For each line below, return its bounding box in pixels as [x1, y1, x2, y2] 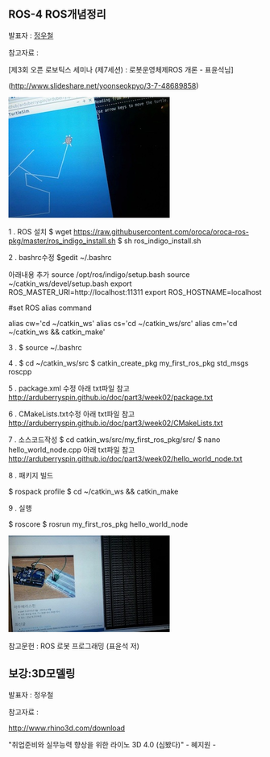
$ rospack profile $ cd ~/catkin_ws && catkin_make [8, 486, 179, 496]
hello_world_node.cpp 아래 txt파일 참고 [8, 445, 135, 454]
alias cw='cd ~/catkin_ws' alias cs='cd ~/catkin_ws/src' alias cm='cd [8, 318, 238, 328]
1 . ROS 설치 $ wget [8, 226, 73, 236]
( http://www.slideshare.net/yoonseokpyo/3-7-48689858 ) [8, 81, 199, 90]
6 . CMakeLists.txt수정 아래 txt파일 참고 [8, 409, 135, 419]
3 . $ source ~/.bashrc [8, 342, 82, 352]
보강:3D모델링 [8, 667, 76, 680]
